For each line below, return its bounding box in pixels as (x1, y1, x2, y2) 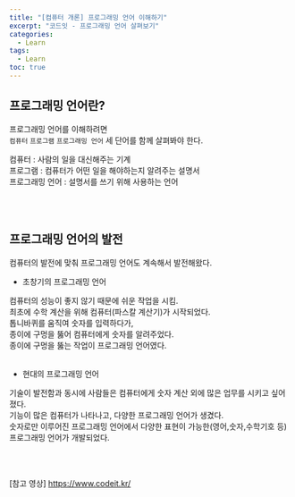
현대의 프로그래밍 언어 (21, 368, 100, 379)
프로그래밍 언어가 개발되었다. (9, 432, 110, 442)
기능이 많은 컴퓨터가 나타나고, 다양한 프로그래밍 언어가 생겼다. (9, 409, 224, 420)
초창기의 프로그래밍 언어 (21, 276, 107, 287)
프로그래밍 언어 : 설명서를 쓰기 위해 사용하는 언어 (9, 176, 179, 187)
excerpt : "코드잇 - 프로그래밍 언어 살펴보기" (9, 21, 159, 30)
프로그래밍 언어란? (9, 98, 105, 114)
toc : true (9, 63, 46, 72)
